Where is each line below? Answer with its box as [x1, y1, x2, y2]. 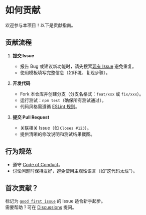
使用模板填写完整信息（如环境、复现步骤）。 [20, 69, 110, 75]
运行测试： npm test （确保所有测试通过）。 [20, 97, 106, 103]
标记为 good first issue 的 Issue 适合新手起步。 [5, 198, 106, 204]
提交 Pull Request [12, 114, 50, 120]
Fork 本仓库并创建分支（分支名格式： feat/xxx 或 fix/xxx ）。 [20, 91, 144, 97]
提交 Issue [12, 52, 34, 58]
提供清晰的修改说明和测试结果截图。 [20, 131, 95, 137]
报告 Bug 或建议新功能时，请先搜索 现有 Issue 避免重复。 [20, 63, 137, 69]
